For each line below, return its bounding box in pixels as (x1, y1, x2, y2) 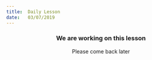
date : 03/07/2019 (6, 14, 55, 20)
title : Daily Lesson (6, 8, 61, 15)
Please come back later (71, 47, 130, 55)
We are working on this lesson (56, 34, 146, 43)
